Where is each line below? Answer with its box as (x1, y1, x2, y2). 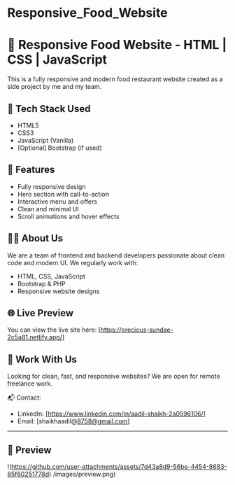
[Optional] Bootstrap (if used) (17, 143, 103, 152)
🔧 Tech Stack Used (7, 103, 91, 115)
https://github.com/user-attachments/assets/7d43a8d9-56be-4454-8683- (11, 463, 227, 470)
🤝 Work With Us (7, 353, 77, 365)
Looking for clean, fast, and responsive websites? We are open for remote (7, 372, 220, 381)
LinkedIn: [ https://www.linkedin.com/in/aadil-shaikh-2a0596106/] (17, 409, 206, 418)
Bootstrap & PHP (17, 279, 66, 288)
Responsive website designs (17, 287, 100, 295)
